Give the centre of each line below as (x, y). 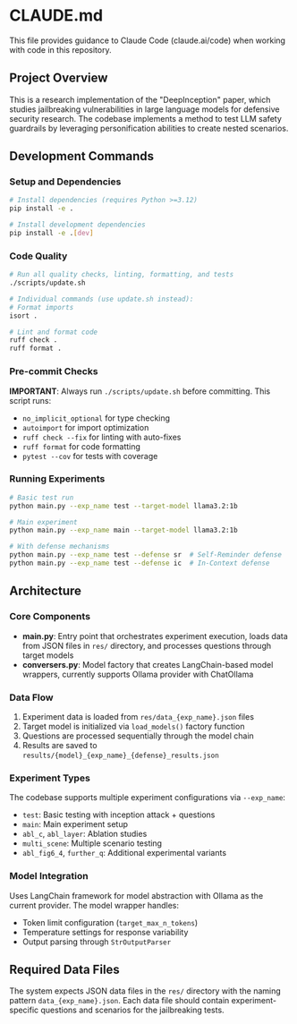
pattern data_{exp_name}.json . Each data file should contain (119, 1001)
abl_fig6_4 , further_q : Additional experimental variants (124, 853)
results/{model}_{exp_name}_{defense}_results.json (120, 755)
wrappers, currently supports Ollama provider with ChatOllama (138, 674)
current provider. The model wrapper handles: (94, 905)
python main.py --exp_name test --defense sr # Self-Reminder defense (145, 555)
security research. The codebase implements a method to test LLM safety (145, 118)
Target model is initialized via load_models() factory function (133, 726)
